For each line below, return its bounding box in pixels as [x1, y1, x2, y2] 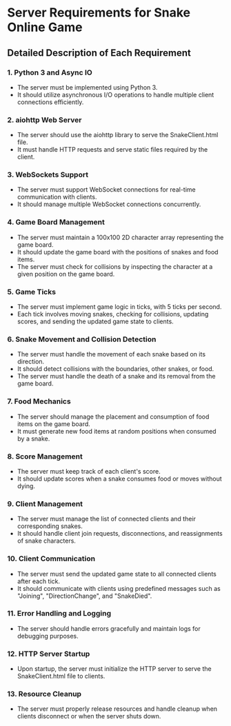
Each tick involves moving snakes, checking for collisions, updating [17, 310, 209, 319]
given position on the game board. [17, 270, 115, 278]
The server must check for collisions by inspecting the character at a [17, 262, 213, 270]
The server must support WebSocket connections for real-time [17, 185, 196, 194]
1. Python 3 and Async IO [7, 68, 93, 77]
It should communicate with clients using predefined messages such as [17, 584, 221, 592]
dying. [17, 481, 36, 490]
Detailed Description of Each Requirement [7, 47, 192, 59]
